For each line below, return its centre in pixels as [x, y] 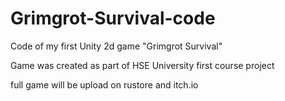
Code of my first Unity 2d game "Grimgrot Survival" [116, 46]
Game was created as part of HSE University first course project [142, 65]
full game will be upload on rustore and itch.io [104, 84]
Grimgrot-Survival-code [113, 18]
